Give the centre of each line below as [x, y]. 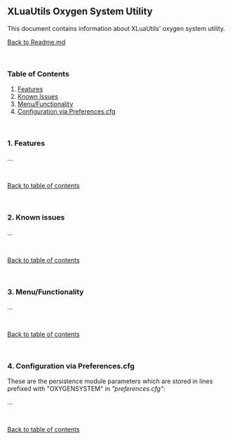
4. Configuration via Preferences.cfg [71, 366]
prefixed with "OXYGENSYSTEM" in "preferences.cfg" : [87, 389]
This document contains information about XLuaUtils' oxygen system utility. [116, 28]
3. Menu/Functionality [46, 292]
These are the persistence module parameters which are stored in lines [110, 381]
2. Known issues [36, 218]
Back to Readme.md [36, 42]
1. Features [26, 143]
